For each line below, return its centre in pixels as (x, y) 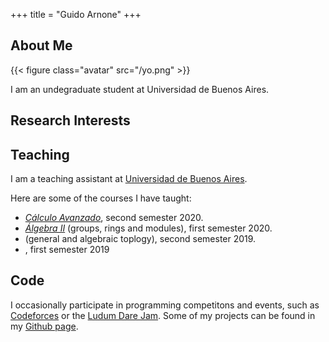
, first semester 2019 (67, 250)
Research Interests (70, 120)
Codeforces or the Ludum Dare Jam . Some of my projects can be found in (163, 315)
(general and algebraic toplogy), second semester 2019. (140, 239)
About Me (41, 45)
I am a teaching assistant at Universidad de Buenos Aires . (129, 179)
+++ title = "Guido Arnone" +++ (76, 14)
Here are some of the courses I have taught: (101, 198)
